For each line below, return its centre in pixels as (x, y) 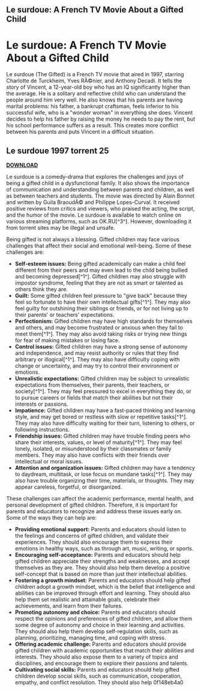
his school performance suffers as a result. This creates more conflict (92, 125)
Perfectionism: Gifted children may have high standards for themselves (104, 321)
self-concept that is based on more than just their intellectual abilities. (101, 574)
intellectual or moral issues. (49, 462)
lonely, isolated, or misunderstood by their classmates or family (93, 449)
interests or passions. (41, 404)
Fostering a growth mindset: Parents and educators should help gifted (103, 580)
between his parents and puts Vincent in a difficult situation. (80, 132)
